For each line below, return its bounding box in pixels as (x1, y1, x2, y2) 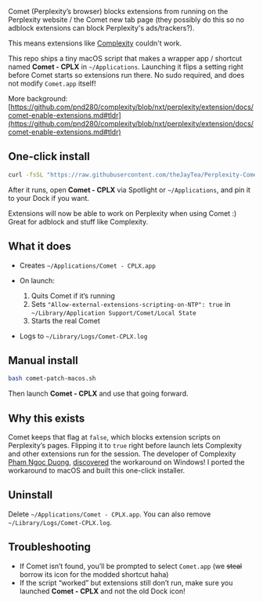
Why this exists (8, 411, 85, 425)
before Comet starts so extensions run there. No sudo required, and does (8, 71, 245, 79)
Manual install (8, 353, 78, 367)
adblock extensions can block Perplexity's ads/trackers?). (8, 24, 195, 32)
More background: (8, 94, 68, 103)
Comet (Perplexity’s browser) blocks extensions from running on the (8, 7, 229, 16)
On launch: (19, 275, 55, 285)
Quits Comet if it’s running (31, 290, 116, 301)
